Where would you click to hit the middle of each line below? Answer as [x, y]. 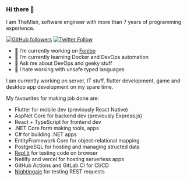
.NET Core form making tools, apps [57, 128]
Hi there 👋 [20, 9]
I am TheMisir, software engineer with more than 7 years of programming [94, 22]
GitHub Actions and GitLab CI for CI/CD [62, 165]
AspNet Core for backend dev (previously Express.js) [78, 116]
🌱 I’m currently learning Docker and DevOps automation [81, 57]
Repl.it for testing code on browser [56, 153]
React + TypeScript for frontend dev [58, 122]
